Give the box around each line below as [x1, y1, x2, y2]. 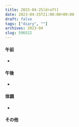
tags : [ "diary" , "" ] [5, 21, 48, 26]
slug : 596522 [5, 30, 32, 35]
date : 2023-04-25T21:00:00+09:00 [5, 12, 75, 17]
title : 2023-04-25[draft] [5, 7, 59, 12]
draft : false [5, 16, 32, 21]
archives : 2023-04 [5, 26, 43, 31]
